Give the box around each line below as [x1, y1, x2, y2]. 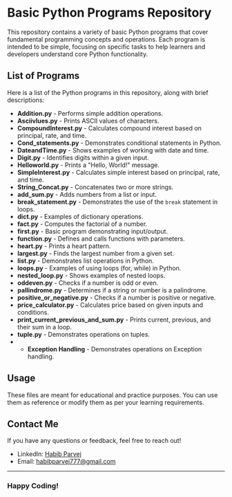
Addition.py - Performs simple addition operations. [17, 109, 164, 117]
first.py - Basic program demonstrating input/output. [17, 227, 168, 235]
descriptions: [7, 96, 45, 104]
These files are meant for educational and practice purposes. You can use [7, 390, 218, 399]
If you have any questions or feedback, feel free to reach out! [7, 437, 182, 445]
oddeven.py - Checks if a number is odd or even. [17, 279, 159, 287]
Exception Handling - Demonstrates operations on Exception [27, 345, 202, 353]
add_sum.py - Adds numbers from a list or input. [17, 190, 157, 198]
